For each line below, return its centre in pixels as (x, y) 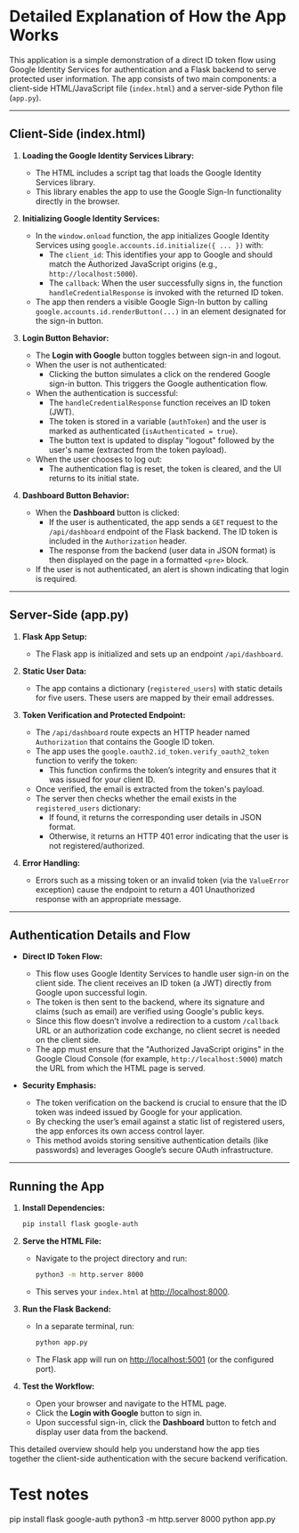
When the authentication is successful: (107, 392)
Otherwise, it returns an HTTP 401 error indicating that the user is (169, 836)
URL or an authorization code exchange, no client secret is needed (158, 1030)
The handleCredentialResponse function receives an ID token (160, 402)
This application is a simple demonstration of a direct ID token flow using (142, 60)
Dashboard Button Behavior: (76, 495)
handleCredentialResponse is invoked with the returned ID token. (166, 292)
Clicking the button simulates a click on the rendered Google (160, 374)
